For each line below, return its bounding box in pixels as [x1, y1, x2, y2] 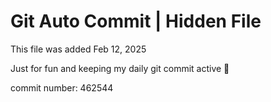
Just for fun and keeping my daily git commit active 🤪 [10, 62, 230, 74]
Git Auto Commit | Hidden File [10, 10, 262, 33]
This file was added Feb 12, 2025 [10, 43, 147, 55]
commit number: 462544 [10, 81, 114, 94]
